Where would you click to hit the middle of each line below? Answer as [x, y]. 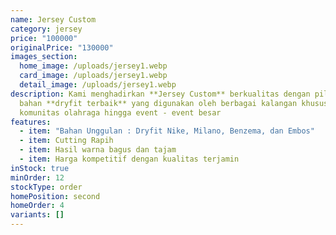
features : [31, 122]
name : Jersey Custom [53, 19]
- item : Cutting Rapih [66, 141]
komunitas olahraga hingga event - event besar [120, 112]
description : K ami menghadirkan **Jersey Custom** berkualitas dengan [160, 94]
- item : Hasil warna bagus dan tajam [98, 150]
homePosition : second [55, 196]
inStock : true [40, 168]
